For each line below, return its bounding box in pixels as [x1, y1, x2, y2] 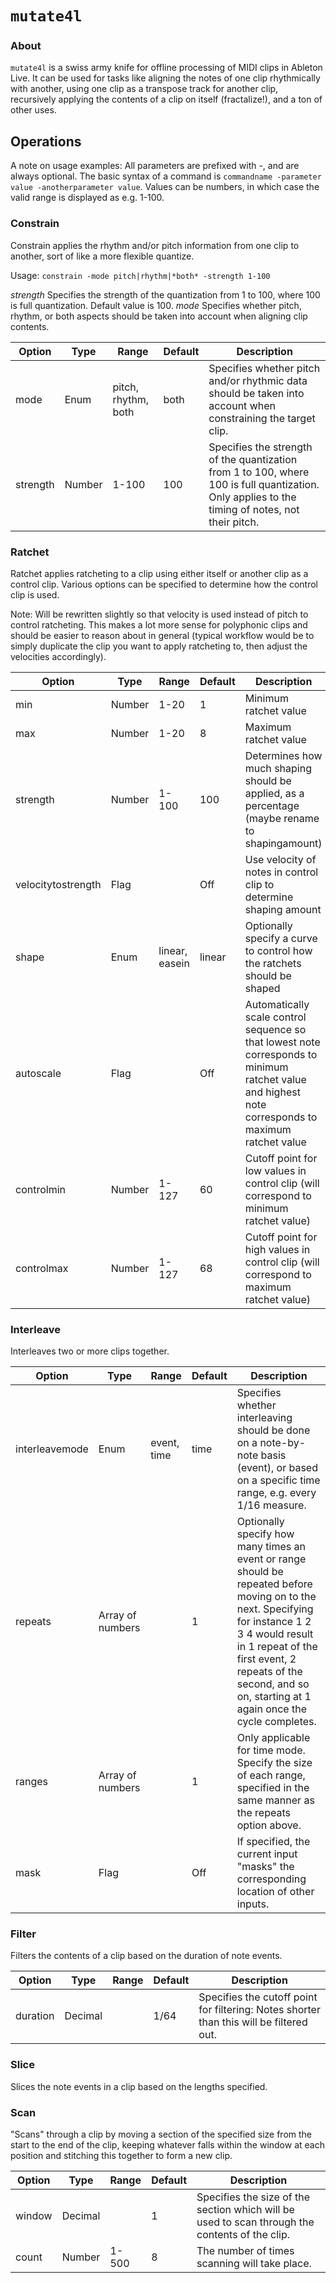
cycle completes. [236, 1715, 317, 1729]
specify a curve [244, 931, 318, 945]
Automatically [244, 997, 310, 1011]
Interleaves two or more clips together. [10, 1345, 170, 1357]
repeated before [236, 1577, 313, 1591]
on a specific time [236, 1473, 321, 1487]
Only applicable [236, 1731, 311, 1745]
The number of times [196, 2244, 295, 2258]
